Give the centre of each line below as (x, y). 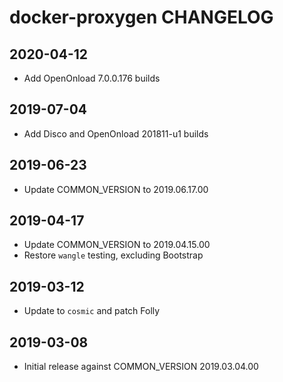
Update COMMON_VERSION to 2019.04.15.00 (117, 245)
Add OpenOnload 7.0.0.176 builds (92, 78)
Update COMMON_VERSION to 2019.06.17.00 (116, 189)
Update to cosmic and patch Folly (92, 311)
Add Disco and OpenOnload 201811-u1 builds (116, 133)
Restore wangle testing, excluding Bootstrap (113, 255)
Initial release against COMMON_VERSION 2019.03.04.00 (141, 367)
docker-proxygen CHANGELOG (141, 17)
